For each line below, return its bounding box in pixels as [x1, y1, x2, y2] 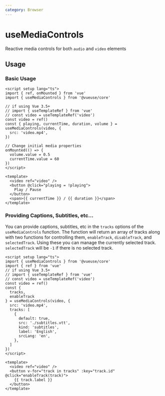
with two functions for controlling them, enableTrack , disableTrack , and [5, 234, 152, 240]
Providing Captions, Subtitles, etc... [5, 212, 93, 219]
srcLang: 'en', [18, 333, 50, 338]
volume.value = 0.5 [9, 152, 50, 157]
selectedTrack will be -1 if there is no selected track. [5, 245, 113, 251]
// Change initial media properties [5, 143, 81, 148]
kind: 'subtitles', [18, 324, 59, 330]
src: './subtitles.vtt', [18, 320, 70, 325]
